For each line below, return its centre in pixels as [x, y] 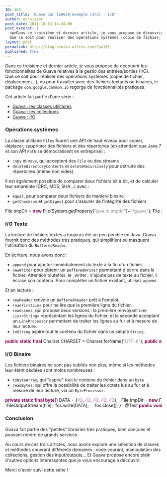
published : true [22, 51]
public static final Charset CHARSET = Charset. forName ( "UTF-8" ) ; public [82, 341]
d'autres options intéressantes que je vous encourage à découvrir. [73, 460]
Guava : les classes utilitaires [42, 106]
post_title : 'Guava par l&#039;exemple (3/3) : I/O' [61, 14]
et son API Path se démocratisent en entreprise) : [55, 151]
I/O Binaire [18, 354]
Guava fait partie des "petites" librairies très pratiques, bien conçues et [78, 429]
